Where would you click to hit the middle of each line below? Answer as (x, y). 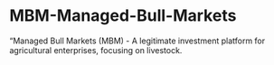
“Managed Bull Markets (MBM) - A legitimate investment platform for (137, 41)
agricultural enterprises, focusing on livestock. (96, 50)
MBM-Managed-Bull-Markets (123, 16)
